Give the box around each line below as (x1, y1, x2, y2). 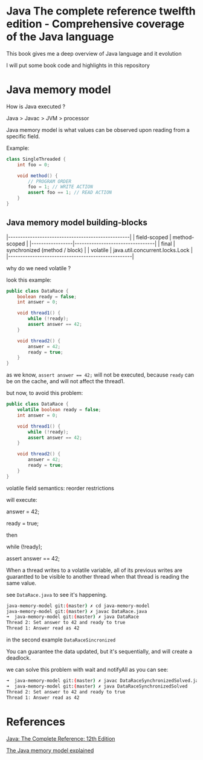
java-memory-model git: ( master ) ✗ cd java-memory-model (6, 603, 150, 609)
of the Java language (6, 30, 114, 44)
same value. (6, 579, 37, 586)
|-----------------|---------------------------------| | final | (29, 240, 175, 247)
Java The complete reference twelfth (6, 4, 196, 18)
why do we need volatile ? (6, 264, 71, 271)
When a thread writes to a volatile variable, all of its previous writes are (6, 567, 182, 574)
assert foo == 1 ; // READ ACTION (28, 189, 112, 196)
